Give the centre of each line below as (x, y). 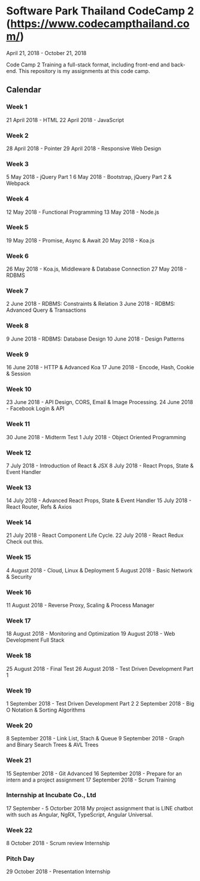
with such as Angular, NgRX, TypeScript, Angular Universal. (80, 815)
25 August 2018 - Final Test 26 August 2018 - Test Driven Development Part (100, 669)
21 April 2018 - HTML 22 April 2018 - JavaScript (65, 120)
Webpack (18, 183)
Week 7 (17, 291)
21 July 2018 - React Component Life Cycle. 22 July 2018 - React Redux (95, 535)
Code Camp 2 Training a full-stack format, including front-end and (88, 65)
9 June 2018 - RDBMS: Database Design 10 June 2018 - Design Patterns (95, 339)
